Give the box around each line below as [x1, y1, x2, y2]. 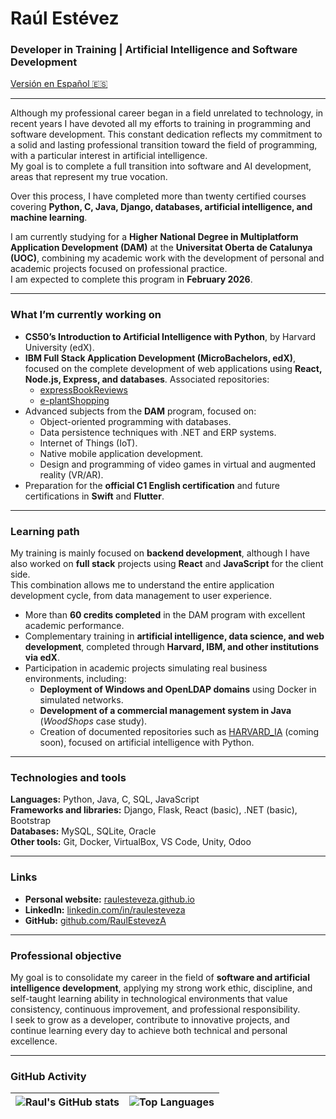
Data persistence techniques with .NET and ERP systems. [39, 426, 277, 438]
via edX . [24, 652, 60, 664]
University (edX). [24, 341, 95, 353]
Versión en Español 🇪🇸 [10, 78, 108, 90]
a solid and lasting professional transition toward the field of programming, [10, 139, 318, 151]
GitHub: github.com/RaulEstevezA [24, 914, 167, 926]
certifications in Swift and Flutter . [24, 490, 165, 502]
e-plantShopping [39, 394, 110, 406]
